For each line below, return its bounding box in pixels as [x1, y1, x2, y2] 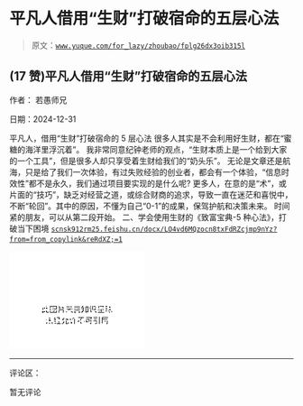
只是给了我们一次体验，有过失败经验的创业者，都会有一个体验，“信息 [24, 166, 282, 177]
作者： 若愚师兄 [9, 94, 68, 105]
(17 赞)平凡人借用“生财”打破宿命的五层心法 [9, 69, 248, 84]
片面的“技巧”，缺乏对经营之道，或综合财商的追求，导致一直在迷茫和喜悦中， [9, 189, 293, 199]
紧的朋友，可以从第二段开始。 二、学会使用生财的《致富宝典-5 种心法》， [9, 211, 280, 222]
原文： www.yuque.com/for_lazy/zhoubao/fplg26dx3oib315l [31, 40, 246, 51]
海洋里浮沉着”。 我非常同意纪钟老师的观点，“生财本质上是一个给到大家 [24, 143, 288, 154]
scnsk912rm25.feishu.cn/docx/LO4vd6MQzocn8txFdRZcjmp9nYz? [50, 225, 278, 234]
